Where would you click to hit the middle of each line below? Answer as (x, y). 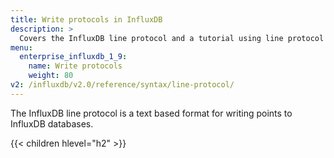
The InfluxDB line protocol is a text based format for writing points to (151, 113)
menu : (21, 47)
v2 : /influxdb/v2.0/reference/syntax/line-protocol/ (122, 85)
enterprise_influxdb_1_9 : (73, 57)
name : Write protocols (75, 66)
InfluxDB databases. (52, 123)
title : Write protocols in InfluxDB (86, 19)
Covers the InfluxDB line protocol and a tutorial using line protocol (172, 38)
